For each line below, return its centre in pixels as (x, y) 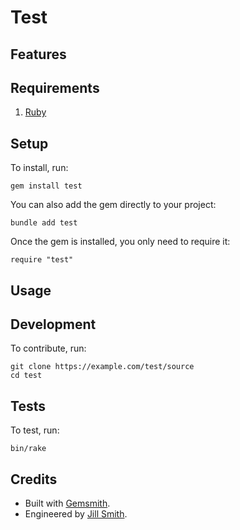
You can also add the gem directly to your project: (113, 205)
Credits (34, 479)
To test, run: (35, 430)
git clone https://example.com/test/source (102, 367)
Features (38, 54)
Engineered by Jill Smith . (76, 514)
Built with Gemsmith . (67, 503)
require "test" (42, 260)
